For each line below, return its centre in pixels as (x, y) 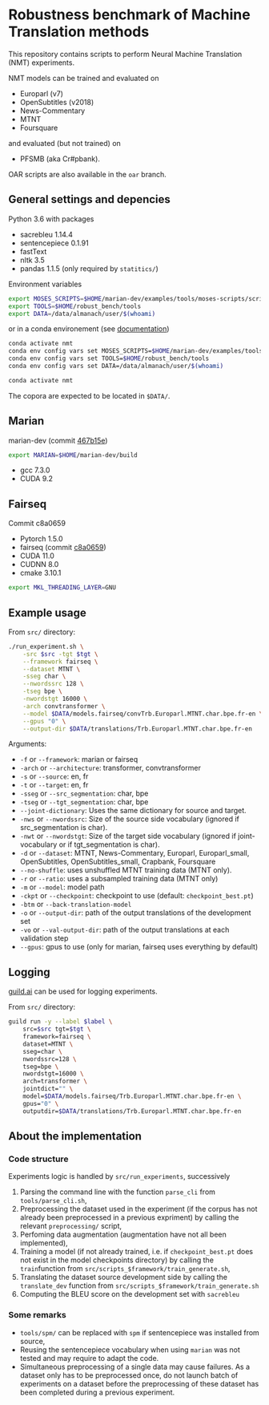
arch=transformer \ (55, 1081)
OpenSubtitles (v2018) (57, 102)
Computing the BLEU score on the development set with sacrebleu (130, 1294)
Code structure (38, 1159)
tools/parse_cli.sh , (53, 1201)
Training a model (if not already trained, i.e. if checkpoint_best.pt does (137, 1252)
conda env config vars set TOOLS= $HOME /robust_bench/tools (109, 358)
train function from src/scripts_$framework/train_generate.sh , (125, 1269)
